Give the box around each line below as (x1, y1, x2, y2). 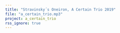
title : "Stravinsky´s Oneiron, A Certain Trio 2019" (5, 7, 116, 12)
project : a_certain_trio (5, 16, 56, 21)
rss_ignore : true (5, 20, 41, 26)
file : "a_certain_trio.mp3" (5, 12, 63, 16)
